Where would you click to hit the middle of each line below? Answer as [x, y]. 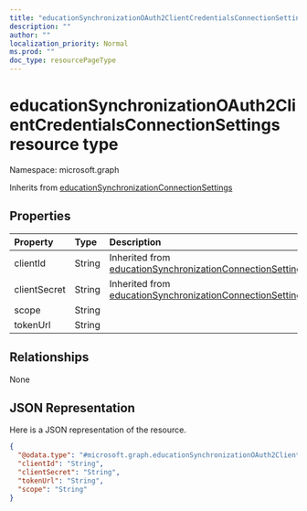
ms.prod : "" [32, 52]
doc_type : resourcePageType [63, 60]
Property [34, 241]
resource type [64, 145]
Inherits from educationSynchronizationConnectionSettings [121, 187]
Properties [40, 216]
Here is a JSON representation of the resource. [98, 430]
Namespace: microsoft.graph [64, 169]
